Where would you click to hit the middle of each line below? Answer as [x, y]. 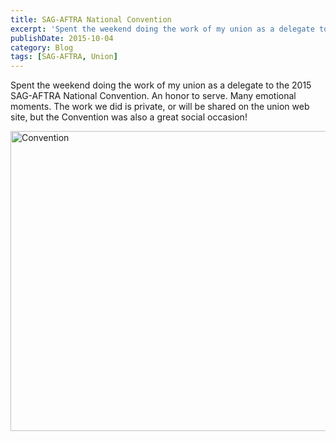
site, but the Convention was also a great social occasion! [129, 117]
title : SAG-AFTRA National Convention [91, 19]
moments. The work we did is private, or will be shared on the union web [160, 107]
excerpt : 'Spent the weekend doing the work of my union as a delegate [162, 29]
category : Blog [42, 47]
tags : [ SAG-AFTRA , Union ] [64, 57]
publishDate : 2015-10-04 [62, 38]
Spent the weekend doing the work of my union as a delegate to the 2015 [161, 85]
